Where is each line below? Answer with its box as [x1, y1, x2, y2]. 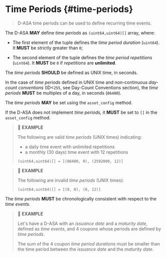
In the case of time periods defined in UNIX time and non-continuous [5, 79, 148, 85]
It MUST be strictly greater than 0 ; [12, 45, 83, 51]
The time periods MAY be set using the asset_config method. [5, 99, 133, 106]
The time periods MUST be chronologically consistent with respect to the [5, 195, 157, 201]
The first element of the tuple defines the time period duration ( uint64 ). [12, 39, 160, 46]
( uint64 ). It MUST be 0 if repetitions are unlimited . [12, 60, 116, 66]
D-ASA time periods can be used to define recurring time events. [17, 20, 152, 26]
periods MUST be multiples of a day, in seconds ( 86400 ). [5, 90, 122, 96]
